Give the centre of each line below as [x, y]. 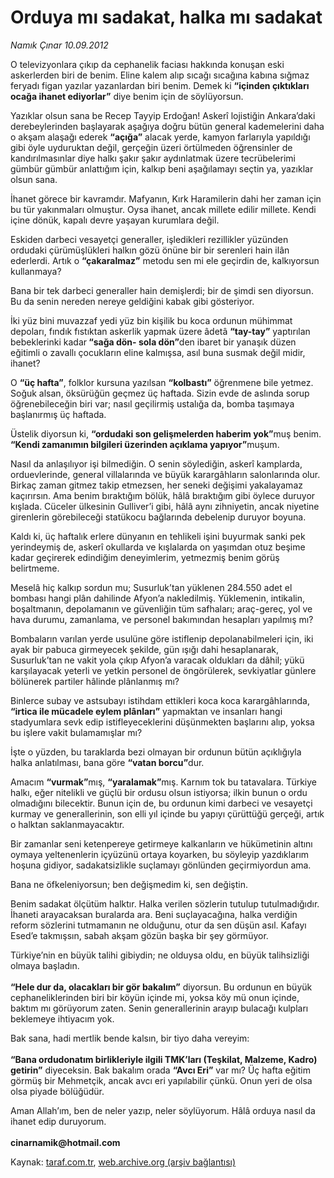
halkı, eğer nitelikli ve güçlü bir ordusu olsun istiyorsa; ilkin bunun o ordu [159, 792]
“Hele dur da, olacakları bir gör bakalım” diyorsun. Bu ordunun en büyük [161, 987]
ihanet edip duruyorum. [58, 1121]
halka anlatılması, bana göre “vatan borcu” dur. [107, 762]
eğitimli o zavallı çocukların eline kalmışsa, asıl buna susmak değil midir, [158, 352]
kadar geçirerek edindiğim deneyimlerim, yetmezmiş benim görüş [145, 557]
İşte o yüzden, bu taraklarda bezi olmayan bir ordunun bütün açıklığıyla [156, 752]
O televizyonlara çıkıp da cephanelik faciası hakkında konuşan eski [147, 64]
